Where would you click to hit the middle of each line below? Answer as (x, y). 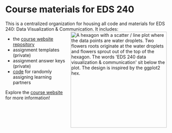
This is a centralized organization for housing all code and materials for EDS (85, 24)
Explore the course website (34, 92)
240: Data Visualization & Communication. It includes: (62, 29)
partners (22, 82)
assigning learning (32, 77)
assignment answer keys (39, 60)
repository (24, 44)
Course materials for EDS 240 (70, 9)
